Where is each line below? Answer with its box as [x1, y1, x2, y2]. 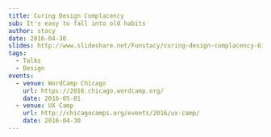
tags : [8, 49, 27, 57]
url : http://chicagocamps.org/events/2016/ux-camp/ [23, 110, 200, 118]
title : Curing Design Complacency [8, 11, 125, 20]
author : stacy [8, 27, 56, 35]
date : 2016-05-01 [23, 94, 81, 102]
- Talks [15, 57, 42, 65]
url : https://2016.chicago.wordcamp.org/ [23, 86, 164, 95]
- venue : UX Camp [15, 102, 74, 110]
